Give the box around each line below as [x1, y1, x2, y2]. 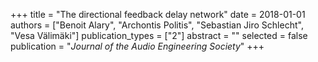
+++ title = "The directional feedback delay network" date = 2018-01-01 [10, 9, 306, 20]
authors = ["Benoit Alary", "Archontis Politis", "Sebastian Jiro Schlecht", [10, 19, 304, 31]
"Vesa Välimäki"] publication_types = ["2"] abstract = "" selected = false [10, 30, 308, 41]
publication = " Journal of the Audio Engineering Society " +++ [10, 40, 265, 52]
